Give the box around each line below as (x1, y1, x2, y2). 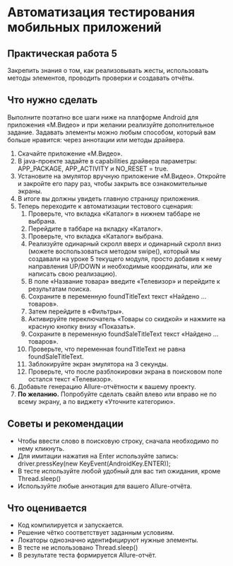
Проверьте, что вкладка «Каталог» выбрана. (28, 231, 164, 241)
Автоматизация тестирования (7, 4, 196, 21)
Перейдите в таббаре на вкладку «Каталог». (28, 224, 163, 233)
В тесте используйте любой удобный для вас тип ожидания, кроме (17, 466, 221, 475)
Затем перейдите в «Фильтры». (28, 307, 124, 316)
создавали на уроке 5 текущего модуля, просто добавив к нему (28, 254, 222, 262)
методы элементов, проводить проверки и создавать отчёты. (7, 74, 195, 82)
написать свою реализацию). (28, 270, 118, 278)
